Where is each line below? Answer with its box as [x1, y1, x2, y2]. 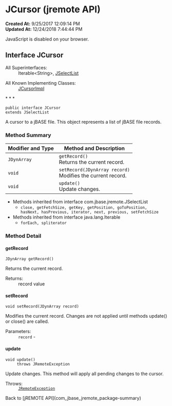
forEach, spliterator [20, 221, 67, 226]
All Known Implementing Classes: [5, 80, 76, 86]
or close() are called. [5, 318, 49, 324]
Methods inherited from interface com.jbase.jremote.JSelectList [12, 199, 148, 205]
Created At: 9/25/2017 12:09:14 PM [5, 21, 81, 27]
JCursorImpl [18, 85, 45, 91]
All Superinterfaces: [5, 64, 47, 70]
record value [18, 281, 45, 287]
